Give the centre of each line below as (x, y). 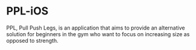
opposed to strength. (32, 40)
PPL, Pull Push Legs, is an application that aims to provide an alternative (96, 28)
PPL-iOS (27, 11)
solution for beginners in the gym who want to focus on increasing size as (98, 34)
